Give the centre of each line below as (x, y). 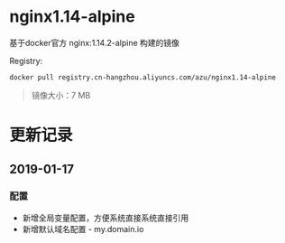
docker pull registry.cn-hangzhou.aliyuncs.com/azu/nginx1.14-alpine (143, 77)
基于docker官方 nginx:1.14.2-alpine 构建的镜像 (95, 42)
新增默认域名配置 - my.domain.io (83, 229)
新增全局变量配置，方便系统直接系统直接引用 (106, 218)
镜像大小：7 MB (61, 95)
